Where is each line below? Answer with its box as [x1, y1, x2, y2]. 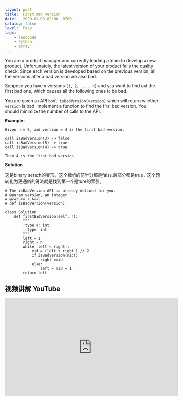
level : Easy [5, 26, 32, 31]
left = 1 [23, 236, 41, 240]
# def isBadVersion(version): [5, 201, 68, 206]
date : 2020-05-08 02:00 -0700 [5, 16, 72, 21]
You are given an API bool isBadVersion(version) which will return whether [5, 97, 159, 104]
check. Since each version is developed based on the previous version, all [5, 68, 156, 74]
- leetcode [14, 35, 37, 40]
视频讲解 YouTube [5, 285, 61, 293]
